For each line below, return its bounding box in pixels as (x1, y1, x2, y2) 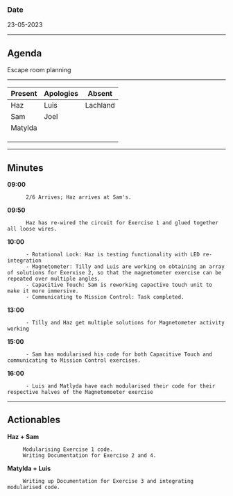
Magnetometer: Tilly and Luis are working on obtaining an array (32, 263, 225, 270)
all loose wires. (7, 225, 58, 232)
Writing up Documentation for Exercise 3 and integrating (22, 477, 194, 484)
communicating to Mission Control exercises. (7, 356, 141, 364)
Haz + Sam (7, 432, 40, 440)
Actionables (7, 414, 61, 426)
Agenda (7, 47, 42, 59)
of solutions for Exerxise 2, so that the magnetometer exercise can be (7, 269, 222, 276)
